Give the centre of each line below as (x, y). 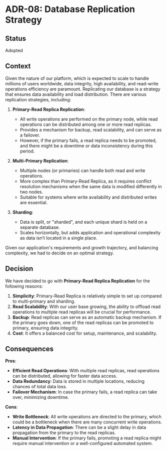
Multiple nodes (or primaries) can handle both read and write (82, 170)
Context (18, 66)
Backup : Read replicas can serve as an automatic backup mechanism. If (87, 317)
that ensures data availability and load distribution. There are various (76, 94)
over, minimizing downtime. (40, 397)
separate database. (40, 227)
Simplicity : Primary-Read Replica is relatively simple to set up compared (87, 296)
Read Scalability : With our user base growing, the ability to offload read (86, 307)
